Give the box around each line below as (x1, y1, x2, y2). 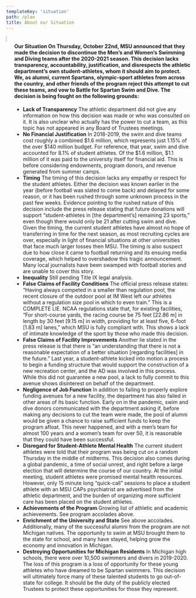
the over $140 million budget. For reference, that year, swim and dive (22, 143, 189, 150)
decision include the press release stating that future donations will (22, 205, 185, 212)
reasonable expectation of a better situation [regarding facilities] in (22, 348, 184, 355)
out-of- (163, 573, 181, 580)
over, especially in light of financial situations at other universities (22, 236, 180, 243)
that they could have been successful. (22, 436, 115, 443)
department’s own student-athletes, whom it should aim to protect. (14, 67, 181, 74)
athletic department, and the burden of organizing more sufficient (22, 492, 181, 499)
